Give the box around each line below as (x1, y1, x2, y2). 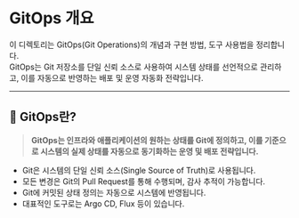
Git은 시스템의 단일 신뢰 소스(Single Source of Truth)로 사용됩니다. (21, 165, 256, 175)
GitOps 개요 (9, 8, 94, 28)
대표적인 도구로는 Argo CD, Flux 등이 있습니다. (21, 198, 185, 209)
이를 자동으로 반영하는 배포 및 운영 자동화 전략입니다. (20, 72, 204, 83)
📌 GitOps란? (9, 109, 77, 125)
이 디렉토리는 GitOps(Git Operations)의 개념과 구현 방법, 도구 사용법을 (9, 39, 255, 50)
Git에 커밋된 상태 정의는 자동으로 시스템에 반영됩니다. (21, 187, 206, 198)
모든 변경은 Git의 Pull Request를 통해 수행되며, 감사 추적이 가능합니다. (21, 175, 265, 187)
